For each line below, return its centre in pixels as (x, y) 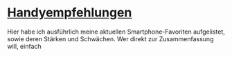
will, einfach (24, 46)
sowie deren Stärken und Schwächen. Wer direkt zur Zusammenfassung (110, 38)
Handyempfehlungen (70, 13)
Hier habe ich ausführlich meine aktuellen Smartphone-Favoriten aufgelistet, (116, 32)
